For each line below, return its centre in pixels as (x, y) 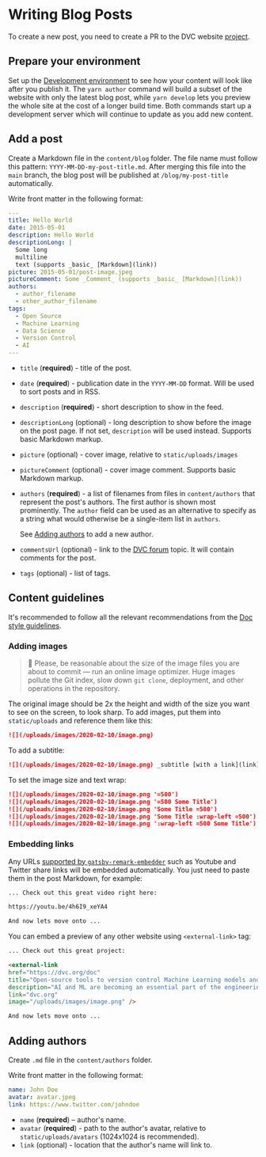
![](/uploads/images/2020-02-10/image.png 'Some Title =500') (113, 809)
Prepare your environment (74, 61)
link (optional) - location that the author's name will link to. (116, 1144)
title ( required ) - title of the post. (76, 368)
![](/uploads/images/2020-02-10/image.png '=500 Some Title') (113, 802)
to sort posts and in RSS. (60, 392)
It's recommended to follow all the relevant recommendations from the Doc (131, 617)
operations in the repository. (74, 689)
